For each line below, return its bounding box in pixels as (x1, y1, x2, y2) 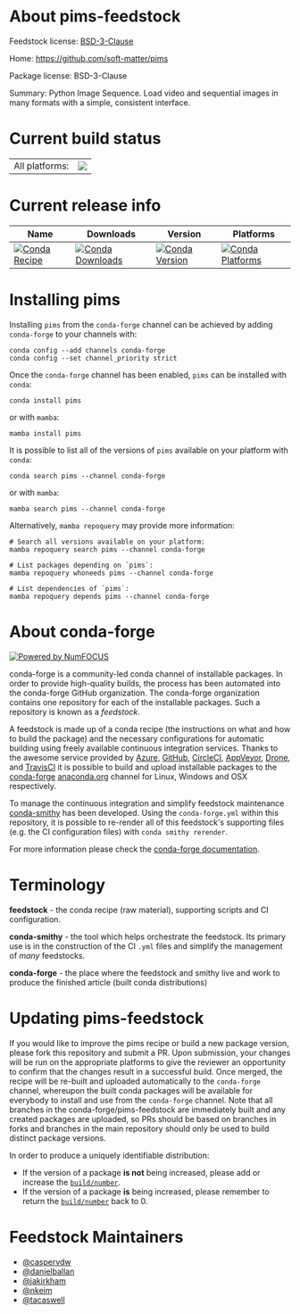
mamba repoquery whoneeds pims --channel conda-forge (9, 569, 214, 578)
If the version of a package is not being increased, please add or (21, 1167, 261, 1177)
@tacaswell (21, 1294, 65, 1305)
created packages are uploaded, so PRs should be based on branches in (9, 1113, 277, 1124)
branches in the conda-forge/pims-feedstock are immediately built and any (9, 1104, 286, 1115)
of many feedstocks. (9, 950, 86, 961)
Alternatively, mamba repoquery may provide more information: (9, 520, 235, 530)
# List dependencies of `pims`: (9, 584, 129, 593)
